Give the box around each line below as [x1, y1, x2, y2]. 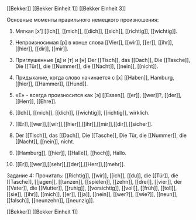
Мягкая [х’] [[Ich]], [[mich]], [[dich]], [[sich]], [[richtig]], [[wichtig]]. [15, 27, 178, 35]
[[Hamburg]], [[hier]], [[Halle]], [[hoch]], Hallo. [15, 149, 127, 156]
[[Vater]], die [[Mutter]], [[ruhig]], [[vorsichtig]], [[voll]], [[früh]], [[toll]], [6, 184, 177, 191]
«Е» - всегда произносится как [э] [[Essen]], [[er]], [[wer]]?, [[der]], [15, 92, 182, 98]
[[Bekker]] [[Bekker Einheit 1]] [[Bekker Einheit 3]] [6, 5, 126, 12]
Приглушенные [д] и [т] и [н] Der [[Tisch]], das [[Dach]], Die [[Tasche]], [15, 57, 191, 63]
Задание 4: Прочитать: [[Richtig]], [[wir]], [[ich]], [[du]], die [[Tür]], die [6, 172, 179, 179]
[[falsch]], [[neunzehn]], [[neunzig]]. [6, 197, 95, 204]
